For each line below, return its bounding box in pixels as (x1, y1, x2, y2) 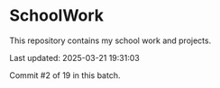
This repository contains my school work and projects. (9, 35, 212, 46)
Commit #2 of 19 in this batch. (9, 69, 121, 81)
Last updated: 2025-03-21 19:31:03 (9, 52, 140, 63)
